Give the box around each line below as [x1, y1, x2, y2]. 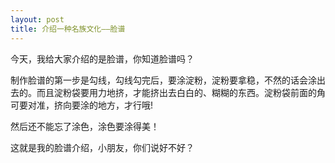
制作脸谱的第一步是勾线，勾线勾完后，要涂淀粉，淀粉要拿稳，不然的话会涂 [10, 74, 317, 86]
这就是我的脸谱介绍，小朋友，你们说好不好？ [10, 141, 195, 153]
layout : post [10, 14, 65, 25]
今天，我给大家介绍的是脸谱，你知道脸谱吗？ [10, 52, 195, 65]
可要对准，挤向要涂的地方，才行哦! [10, 99, 154, 111]
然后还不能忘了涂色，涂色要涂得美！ [10, 120, 160, 132]
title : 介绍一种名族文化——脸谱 [10, 24, 126, 34]
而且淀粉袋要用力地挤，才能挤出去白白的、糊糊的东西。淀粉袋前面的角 [36, 86, 326, 98]
